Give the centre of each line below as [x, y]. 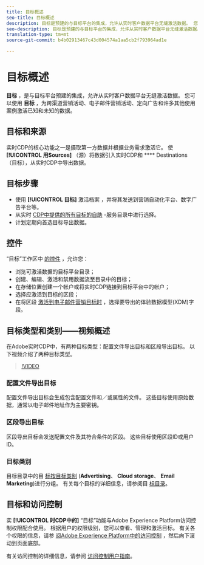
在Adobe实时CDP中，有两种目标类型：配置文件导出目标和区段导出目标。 [97, 346]
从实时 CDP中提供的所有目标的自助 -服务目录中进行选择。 [87, 214]
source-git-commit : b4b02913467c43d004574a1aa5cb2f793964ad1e [87, 40]
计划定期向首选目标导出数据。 [52, 222]
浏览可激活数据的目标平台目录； [55, 272]
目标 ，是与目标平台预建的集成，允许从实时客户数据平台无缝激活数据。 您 [98, 95]
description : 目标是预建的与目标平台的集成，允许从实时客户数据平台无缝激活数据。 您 [102, 23]
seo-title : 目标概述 [30, 18]
